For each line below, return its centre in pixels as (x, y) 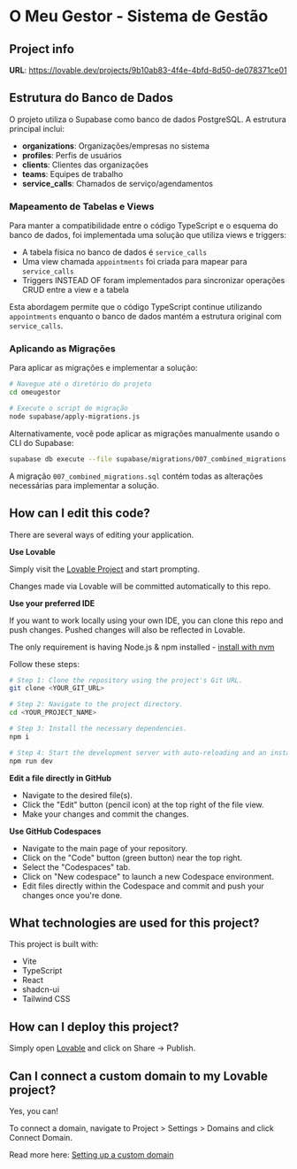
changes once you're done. (72, 895)
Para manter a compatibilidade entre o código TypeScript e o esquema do (144, 226)
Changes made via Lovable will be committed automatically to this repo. (140, 586)
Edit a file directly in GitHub (61, 778)
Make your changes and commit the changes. (105, 814)
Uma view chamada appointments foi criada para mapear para (134, 262)
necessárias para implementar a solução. (84, 485)
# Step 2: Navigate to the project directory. (96, 704)
